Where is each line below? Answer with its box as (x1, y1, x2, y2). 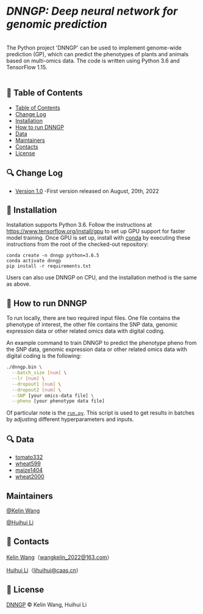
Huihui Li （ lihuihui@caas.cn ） (6, 566, 82, 574)
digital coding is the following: (6, 352, 82, 360)
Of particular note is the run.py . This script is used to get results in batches (6, 409, 195, 416)
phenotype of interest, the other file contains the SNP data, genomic (6, 321, 178, 328)
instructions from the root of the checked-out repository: (6, 240, 149, 248)
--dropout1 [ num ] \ (12, 381, 62, 387)
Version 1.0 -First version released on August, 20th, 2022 (15, 187, 160, 194)
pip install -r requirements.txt (6, 263, 91, 270)
